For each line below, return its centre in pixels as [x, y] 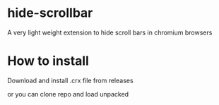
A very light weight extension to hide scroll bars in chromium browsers [110, 32]
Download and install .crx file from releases [70, 80]
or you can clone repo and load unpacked [68, 94]
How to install [48, 61]
